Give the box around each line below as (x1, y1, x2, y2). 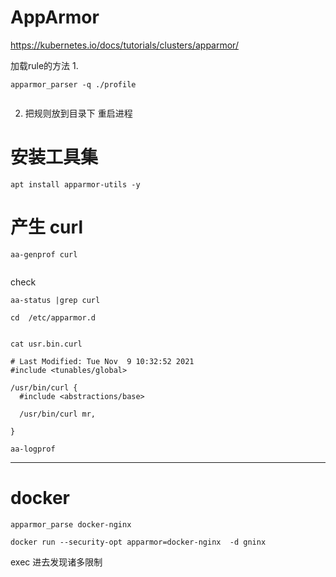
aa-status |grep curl (10, 295, 101, 305)
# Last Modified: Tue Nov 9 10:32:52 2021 (10, 356, 195, 366)
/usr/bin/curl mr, (19, 409, 97, 419)
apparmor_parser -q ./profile (10, 79, 137, 90)
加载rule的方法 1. (10, 59, 79, 71)
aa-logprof (10, 444, 56, 454)
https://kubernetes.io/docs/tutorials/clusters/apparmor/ (10, 39, 239, 51)
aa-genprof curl (10, 249, 78, 260)
